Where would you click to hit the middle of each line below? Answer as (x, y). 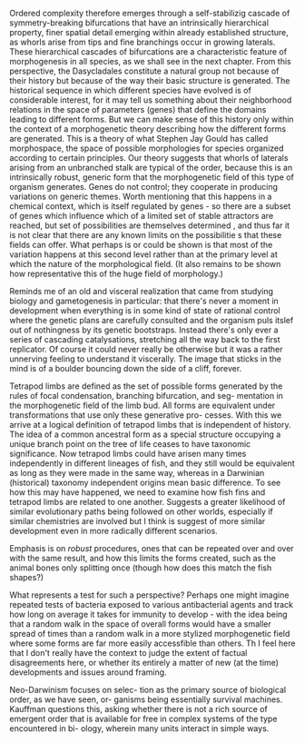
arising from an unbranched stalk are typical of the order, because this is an (151, 168)
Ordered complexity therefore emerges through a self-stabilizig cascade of (150, 13)
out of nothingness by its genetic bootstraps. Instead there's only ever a (144, 330)
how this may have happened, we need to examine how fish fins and (138, 492)
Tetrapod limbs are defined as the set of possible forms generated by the (146, 386)
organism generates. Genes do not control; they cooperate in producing (144, 187)
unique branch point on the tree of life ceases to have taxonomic (130, 444)
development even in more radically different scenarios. (113, 531)
